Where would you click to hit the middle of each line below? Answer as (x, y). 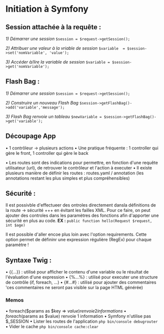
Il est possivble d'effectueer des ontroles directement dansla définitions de (81, 205)
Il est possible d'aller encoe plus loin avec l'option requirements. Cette (76, 234)
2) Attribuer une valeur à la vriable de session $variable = (65, 48)
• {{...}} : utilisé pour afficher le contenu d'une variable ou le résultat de (77, 272)
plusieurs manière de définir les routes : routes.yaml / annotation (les (75, 173)
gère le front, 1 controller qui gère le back (47, 153)
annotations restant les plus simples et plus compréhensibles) (68, 178)
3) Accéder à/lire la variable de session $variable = (58, 62)
